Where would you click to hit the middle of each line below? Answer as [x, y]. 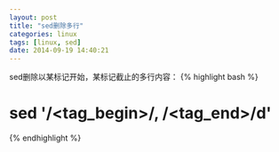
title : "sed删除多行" [47, 26]
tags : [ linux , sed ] [45, 42]
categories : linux [43, 34]
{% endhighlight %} [45, 138]
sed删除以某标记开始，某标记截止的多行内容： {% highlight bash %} [134, 77]
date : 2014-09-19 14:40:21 [59, 51]
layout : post [33, 17]
